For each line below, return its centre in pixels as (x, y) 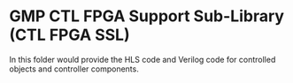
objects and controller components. (74, 69)
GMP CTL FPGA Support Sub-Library (147, 16)
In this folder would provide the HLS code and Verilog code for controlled (143, 59)
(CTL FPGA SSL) (69, 35)
